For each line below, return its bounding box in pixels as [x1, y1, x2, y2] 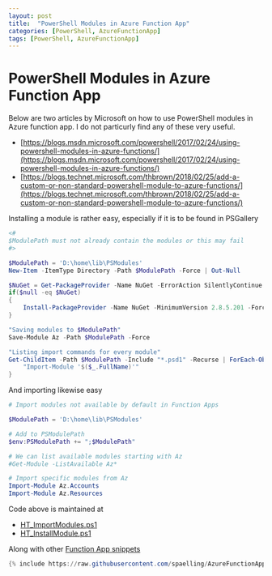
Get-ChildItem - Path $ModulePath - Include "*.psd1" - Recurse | [8, 356, 227, 364]
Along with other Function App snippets [8, 544, 141, 554]
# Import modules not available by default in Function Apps [8, 401, 219, 409]
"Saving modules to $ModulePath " [8, 326, 121, 334]
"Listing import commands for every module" [8, 348, 161, 356]
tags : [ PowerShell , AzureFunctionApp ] [8, 34, 139, 43]
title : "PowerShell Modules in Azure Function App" [8, 19, 190, 28]
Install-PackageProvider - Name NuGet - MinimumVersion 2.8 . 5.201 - [23, 304, 252, 312]
